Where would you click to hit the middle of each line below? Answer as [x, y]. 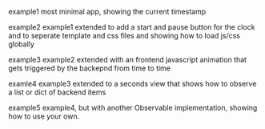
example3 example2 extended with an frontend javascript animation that [127, 60]
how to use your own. [44, 116]
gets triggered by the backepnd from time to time [89, 68]
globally [21, 44]
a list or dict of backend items [57, 92]
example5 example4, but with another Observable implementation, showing [133, 108]
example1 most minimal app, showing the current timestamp [107, 12]
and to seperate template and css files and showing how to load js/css [124, 36]
